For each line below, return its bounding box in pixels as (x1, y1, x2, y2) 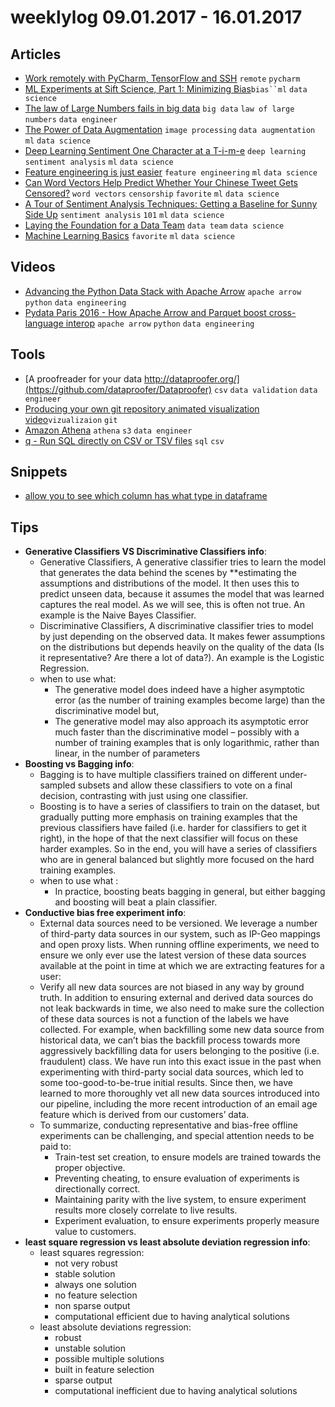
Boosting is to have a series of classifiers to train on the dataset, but (39, 801, 320, 813)
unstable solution (54, 1342, 126, 1355)
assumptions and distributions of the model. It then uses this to (39, 577, 300, 590)
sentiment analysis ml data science (24, 157, 174, 167)
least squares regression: (39, 1247, 145, 1259)
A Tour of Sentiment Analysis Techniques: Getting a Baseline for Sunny (24, 198, 318, 210)
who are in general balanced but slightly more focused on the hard (39, 854, 315, 866)
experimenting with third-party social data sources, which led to (39, 1066, 304, 1078)
